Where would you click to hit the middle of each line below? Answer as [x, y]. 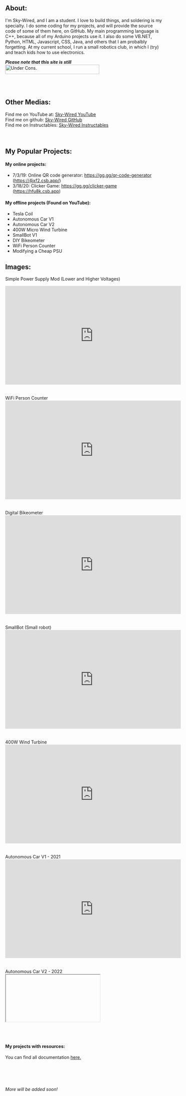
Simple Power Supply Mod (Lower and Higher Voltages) [63, 279]
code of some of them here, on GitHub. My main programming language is [82, 31]
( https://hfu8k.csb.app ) [37, 191]
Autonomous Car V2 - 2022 [34, 972]
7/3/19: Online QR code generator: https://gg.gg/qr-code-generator [82, 175]
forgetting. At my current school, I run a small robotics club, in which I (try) [82, 47]
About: [16, 8]
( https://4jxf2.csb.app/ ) [37, 180]
